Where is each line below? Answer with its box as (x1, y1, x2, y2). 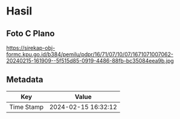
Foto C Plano (6, 28, 55, 39)
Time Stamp (9, 103, 44, 111)
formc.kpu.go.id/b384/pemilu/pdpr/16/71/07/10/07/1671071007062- (6, 51, 174, 58)
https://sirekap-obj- (6, 44, 56, 51)
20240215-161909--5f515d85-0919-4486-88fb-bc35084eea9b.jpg (6, 57, 174, 64)
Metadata (6, 74, 43, 85)
